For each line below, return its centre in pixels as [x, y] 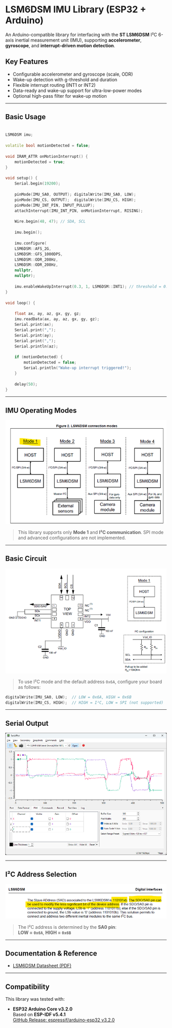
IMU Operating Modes [41, 410]
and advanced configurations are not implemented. [72, 538]
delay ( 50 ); [26, 384]
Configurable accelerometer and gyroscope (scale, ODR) [73, 74]
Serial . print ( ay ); [34, 335]
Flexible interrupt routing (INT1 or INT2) [54, 85]
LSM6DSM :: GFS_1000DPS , [39, 254]
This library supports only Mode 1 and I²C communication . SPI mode [91, 533]
